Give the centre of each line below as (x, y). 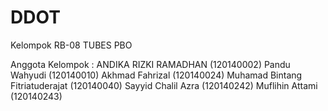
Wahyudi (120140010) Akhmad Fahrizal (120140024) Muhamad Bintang (156, 75)
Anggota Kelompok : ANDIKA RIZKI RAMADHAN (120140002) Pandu (150, 64)
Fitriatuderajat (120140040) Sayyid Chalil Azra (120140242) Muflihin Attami (164, 85)
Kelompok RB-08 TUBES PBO (71, 45)
